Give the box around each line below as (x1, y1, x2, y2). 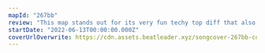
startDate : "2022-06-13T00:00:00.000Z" (8, 26, 140, 34)
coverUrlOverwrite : (8, 33, 73, 41)
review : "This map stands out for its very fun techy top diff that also (8, 19, 256, 26)
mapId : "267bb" (8, 11, 58, 19)
